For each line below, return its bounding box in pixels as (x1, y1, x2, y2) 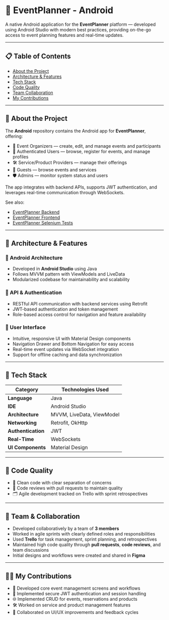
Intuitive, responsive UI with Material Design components (12, 335, 131, 341)
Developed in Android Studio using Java (12, 265, 97, 272)
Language (8, 394, 33, 402)
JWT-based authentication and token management (12, 306, 118, 312)
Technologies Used (61, 386, 109, 393)
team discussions (12, 547, 49, 553)
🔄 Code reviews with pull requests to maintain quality (12, 485, 123, 491)
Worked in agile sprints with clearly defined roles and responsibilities (12, 531, 155, 537)
